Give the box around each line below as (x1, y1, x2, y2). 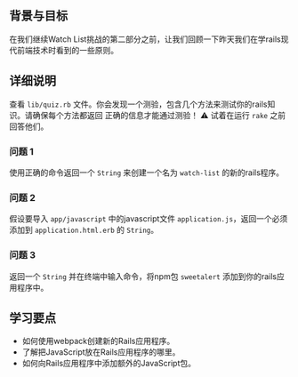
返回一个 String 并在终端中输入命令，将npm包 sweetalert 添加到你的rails (9, 270, 278, 282)
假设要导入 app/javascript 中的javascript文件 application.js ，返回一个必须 (9, 213, 288, 224)
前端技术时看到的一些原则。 (16, 44, 118, 55)
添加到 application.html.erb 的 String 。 (9, 225, 158, 236)
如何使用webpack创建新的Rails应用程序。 (21, 336, 175, 347)
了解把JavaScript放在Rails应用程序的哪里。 (21, 347, 181, 357)
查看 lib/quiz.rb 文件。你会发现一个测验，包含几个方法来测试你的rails (9, 99, 268, 109)
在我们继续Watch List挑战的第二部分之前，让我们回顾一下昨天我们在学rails (9, 34, 282, 44)
